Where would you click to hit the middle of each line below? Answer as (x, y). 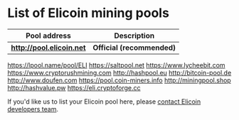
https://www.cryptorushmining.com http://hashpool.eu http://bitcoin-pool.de (119, 72)
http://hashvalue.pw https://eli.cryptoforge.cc (74, 87)
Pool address (48, 36)
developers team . (33, 109)
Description (134, 36)
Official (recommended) (134, 48)
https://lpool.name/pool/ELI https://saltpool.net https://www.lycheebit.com (116, 65)
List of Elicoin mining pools (88, 13)
